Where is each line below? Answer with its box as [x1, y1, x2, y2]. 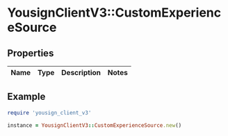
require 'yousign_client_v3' [7, 109, 92, 116]
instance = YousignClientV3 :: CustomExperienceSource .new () [7, 121, 182, 129]
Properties [7, 47, 54, 59]
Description [61, 68, 101, 77]
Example [7, 91, 46, 103]
